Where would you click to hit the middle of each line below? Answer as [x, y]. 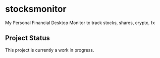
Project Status [28, 38]
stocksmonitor [36, 9]
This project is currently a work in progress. [50, 50]
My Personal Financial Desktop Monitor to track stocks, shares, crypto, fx [80, 23]
